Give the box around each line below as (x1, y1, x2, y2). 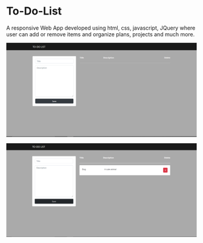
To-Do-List (6, 4, 62, 18)
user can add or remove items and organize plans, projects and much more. (6, 30, 195, 37)
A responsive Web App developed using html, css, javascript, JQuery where (6, 24, 196, 31)
